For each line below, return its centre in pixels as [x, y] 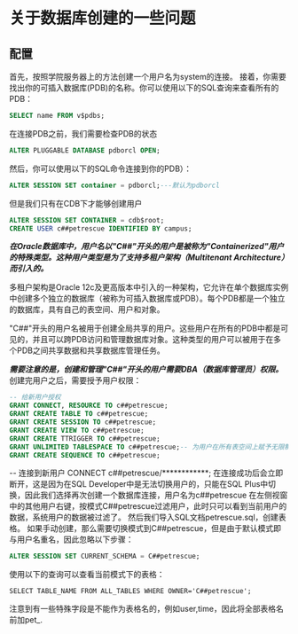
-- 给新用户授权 [35, 397]
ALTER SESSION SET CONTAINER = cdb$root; [87, 220]
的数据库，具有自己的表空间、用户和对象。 [87, 309]
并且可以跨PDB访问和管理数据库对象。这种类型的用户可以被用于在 [153, 340]
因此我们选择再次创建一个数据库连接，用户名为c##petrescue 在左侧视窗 [156, 495]
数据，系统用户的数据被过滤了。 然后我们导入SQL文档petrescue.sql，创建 [144, 517]
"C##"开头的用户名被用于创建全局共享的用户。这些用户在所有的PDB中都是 [145, 328]
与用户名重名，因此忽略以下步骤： [71, 540]
